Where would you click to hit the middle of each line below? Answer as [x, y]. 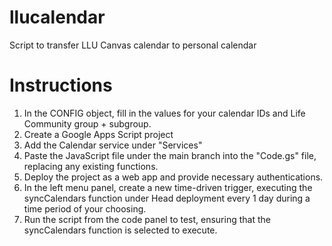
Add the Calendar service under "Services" [113, 145]
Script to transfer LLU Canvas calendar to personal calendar [133, 45]
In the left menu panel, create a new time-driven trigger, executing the [168, 187]
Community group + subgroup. [87, 123]
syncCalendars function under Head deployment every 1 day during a [167, 198]
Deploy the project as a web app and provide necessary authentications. [173, 177]
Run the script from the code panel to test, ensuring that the [147, 219]
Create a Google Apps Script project [98, 134]
